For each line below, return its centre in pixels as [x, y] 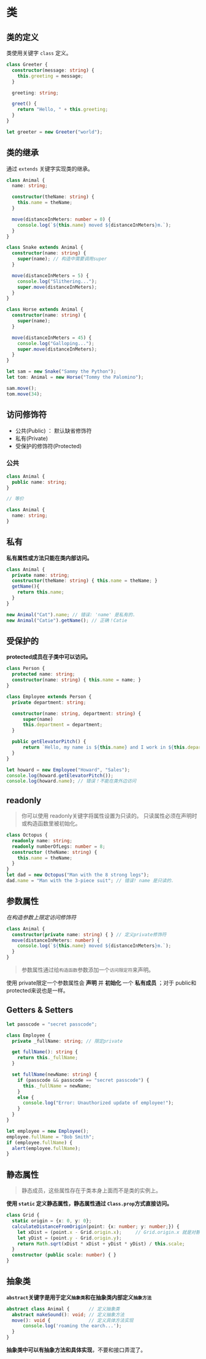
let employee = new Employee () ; [48, 1131]
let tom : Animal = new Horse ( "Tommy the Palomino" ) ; [75, 378]
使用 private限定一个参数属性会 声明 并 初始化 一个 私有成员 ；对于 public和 [101, 983]
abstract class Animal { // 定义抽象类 [63, 1309]
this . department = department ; [63, 725]
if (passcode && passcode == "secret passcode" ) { [83, 1080]
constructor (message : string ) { [53, 70]
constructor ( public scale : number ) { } [64, 1255]
